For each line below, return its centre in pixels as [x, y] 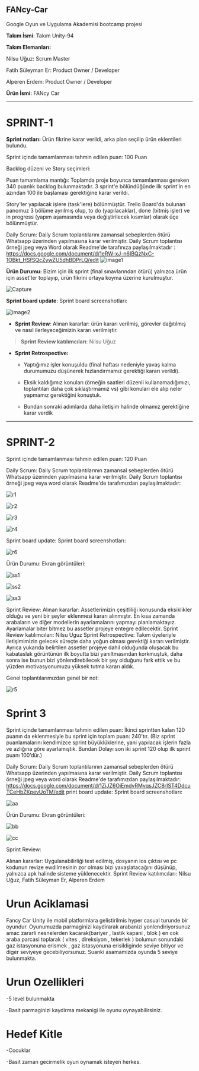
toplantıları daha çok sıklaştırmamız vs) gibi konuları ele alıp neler [103, 388]
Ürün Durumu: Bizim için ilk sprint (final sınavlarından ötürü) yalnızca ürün [97, 271]
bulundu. [17, 146]
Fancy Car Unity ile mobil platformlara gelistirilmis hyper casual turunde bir [97, 920]
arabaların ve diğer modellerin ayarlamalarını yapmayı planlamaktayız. [91, 622]
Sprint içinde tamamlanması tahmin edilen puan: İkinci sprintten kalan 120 [96, 729]
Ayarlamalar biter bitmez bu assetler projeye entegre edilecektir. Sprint [92, 628]
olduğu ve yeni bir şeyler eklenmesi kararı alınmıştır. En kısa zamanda [91, 616]
